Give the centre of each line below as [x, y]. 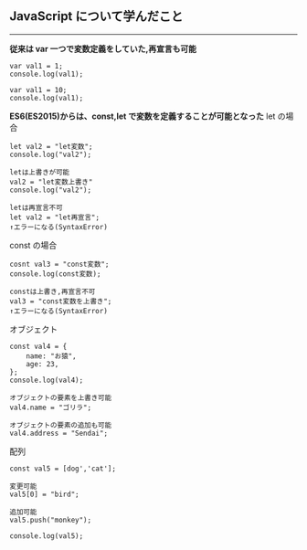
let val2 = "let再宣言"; [55, 217]
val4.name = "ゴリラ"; [51, 407]
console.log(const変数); [55, 274]
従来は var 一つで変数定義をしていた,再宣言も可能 [103, 48]
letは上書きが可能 [40, 172]
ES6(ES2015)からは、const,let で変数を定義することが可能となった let [143, 116]
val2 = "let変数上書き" [51, 182]
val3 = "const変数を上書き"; [61, 301]
